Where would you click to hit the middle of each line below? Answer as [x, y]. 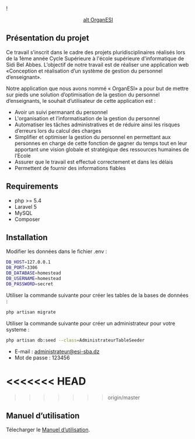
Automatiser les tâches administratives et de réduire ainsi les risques [97, 125]
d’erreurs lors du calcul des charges [58, 130]
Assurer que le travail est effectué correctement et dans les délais [94, 162]
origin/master [124, 397]
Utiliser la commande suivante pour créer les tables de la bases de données [97, 295]
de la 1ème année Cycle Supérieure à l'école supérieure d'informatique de [95, 58]
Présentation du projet [48, 38]
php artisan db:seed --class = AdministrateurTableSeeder [75, 340]
